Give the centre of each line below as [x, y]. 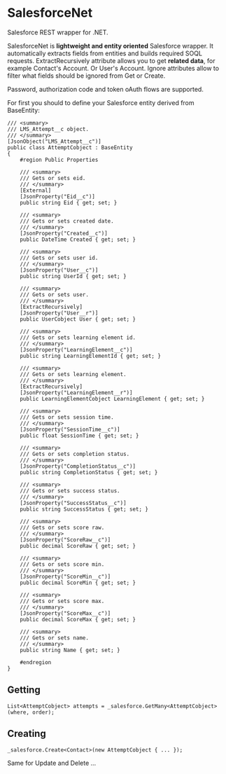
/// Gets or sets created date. [67, 221]
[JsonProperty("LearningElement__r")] [76, 393]
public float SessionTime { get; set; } [79, 436]
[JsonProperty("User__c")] [59, 270]
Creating [27, 734]
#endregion [36, 662]
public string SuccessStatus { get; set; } [84, 509]
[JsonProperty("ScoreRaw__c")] [65, 540]
